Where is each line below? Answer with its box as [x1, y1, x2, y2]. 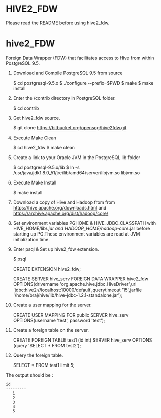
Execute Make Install [13, 179, 57, 186]
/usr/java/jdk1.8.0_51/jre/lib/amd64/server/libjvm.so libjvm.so [13, 169, 140, 176]
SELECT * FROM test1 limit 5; [13, 362, 75, 368]
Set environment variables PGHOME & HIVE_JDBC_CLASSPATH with [13, 220, 156, 226]
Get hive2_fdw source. [13, 115, 60, 121]
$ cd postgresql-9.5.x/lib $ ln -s [13, 164, 80, 170]
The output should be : [6, 372, 53, 378]
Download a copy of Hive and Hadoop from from [13, 199, 115, 205]
